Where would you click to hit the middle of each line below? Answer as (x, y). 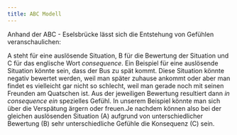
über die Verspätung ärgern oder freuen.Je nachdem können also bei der (115, 108)
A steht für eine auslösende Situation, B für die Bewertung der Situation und (118, 55)
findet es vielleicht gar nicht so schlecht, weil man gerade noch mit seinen (116, 85)
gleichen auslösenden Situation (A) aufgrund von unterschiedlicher (105, 116)
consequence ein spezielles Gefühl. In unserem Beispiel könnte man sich (114, 101)
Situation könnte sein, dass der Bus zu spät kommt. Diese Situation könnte (116, 70)
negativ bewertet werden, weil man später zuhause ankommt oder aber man (119, 78)
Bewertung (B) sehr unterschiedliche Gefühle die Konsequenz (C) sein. (111, 123)
